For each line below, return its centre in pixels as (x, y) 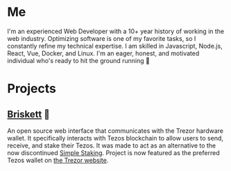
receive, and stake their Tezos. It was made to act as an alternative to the (112, 145)
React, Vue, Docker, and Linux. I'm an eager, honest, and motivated (103, 53)
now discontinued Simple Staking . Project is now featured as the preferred (113, 152)
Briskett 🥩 (29, 114)
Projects (32, 89)
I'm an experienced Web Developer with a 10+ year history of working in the (116, 31)
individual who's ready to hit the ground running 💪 (79, 60)
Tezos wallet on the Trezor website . (58, 160)
